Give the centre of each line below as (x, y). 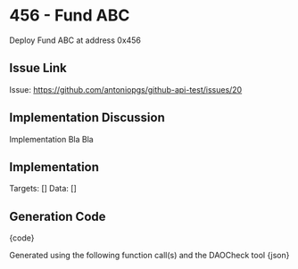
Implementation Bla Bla (51, 139)
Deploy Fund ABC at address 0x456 (75, 40)
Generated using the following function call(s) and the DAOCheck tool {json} (149, 256)
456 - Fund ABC (70, 16)
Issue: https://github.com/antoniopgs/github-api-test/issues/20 (126, 89)
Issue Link (38, 68)
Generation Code (58, 216)
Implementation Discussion (87, 118)
